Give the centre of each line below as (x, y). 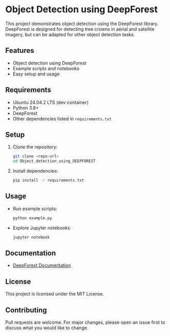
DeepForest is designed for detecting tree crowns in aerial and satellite (80, 29)
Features (20, 50)
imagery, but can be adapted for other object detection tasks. (70, 34)
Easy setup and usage (36, 74)
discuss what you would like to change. (47, 328)
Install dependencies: (35, 171)
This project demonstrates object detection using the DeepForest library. (82, 24)
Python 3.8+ (26, 108)
